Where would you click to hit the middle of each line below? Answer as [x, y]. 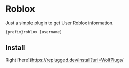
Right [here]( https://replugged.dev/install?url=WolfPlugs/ [64, 60]
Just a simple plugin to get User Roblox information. [59, 23]
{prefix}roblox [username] [34, 32]
